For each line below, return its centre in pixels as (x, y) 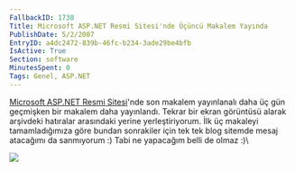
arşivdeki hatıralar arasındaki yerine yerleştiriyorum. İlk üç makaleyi (134, 121)
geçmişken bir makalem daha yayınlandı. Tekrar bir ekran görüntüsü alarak (148, 111)
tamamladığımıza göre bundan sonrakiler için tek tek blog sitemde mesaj (143, 130)
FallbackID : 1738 (42, 18)
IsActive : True (38, 51)
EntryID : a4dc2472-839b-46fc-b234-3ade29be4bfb (101, 43)
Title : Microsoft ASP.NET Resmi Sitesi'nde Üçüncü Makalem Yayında (139, 26)
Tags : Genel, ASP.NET (50, 76)
